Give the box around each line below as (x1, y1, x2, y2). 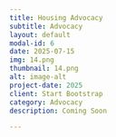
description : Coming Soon (9, 106, 107, 115)
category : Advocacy (9, 97, 83, 107)
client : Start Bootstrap (9, 89, 103, 98)
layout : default (9, 30, 71, 39)
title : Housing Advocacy (9, 13, 103, 23)
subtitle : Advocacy (9, 22, 83, 31)
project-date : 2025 (9, 81, 83, 90)
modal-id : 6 (9, 38, 54, 48)
